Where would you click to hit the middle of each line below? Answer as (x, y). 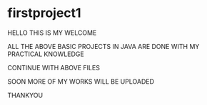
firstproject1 (44, 13)
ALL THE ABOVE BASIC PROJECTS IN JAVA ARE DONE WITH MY (103, 46)
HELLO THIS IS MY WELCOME (52, 33)
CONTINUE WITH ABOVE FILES (54, 67)
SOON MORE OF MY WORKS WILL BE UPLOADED (81, 81)
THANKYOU (25, 95)
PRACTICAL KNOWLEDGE (46, 54)
